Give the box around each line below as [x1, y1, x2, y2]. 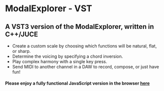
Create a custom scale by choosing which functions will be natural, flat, [12, 43, 157, 49]
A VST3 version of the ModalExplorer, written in [5, 23, 154, 31]
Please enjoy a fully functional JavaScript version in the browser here [5, 80, 150, 86]
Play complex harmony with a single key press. [12, 59, 108, 64]
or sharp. [12, 48, 31, 54]
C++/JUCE [5, 30, 38, 38]
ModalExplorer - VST [5, 3, 92, 14]
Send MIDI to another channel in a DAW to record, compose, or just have [12, 64, 160, 69]
